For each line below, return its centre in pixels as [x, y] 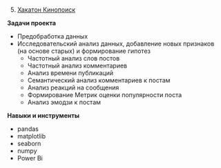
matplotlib [31, 136]
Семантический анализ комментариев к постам [99, 81]
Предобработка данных [52, 36]
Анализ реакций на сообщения [73, 87]
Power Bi [30, 158]
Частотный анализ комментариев [77, 66]
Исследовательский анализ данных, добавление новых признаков [116, 44]
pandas [28, 129]
